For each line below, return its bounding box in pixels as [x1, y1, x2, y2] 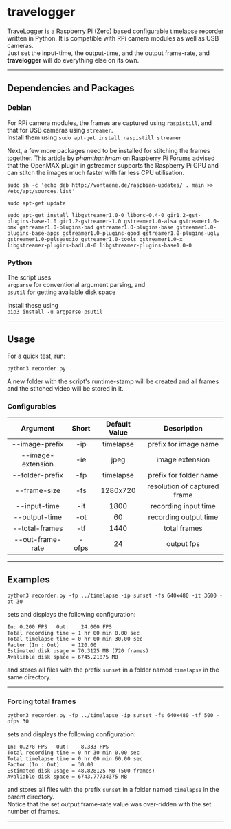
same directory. [7, 672, 52, 681]
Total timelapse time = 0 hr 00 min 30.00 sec [7, 635, 143, 642]
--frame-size [14, 486, 60, 495]
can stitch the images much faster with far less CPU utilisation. [7, 168, 184, 177]
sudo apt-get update [7, 200, 67, 207]
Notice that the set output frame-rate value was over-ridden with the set [7, 800, 212, 808]
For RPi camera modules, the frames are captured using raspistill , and [7, 118, 212, 127]
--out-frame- [13, 535, 62, 545]
